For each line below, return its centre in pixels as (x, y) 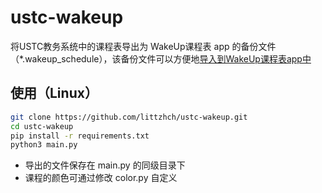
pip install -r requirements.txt (80, 136)
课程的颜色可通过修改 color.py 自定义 (101, 178)
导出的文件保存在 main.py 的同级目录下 (105, 165)
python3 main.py (44, 145)
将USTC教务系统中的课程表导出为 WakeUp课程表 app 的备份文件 (143, 46)
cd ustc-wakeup (42, 126)
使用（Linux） (54, 93)
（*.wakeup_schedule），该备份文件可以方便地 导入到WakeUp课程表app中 (161, 58)
